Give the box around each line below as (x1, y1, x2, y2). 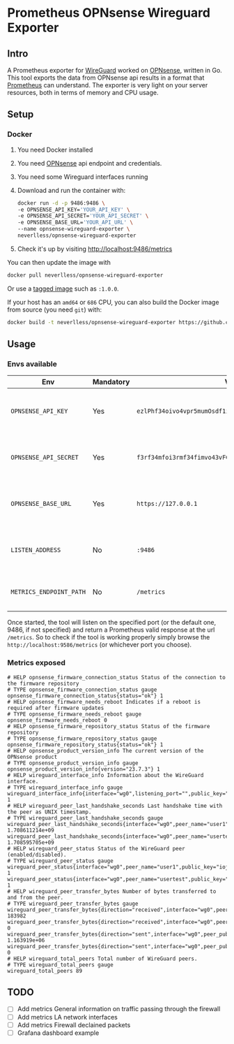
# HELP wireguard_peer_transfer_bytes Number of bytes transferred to (7, 887, 217, 895)
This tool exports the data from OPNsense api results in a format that (7, 73, 205, 82)
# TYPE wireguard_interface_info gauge (7, 784, 123, 791)
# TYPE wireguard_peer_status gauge (7, 857, 114, 864)
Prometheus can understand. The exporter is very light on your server (7, 81, 208, 89)
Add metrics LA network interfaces (17, 1013, 118, 1021)
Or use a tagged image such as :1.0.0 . (7, 284, 120, 293)
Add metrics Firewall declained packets (17, 1020, 131, 1029)
